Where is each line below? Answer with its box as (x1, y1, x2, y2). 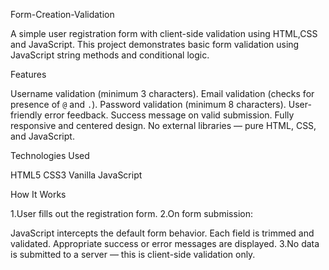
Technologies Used (10, 150, 90, 161)
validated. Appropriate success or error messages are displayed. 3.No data (10, 238, 320, 249)
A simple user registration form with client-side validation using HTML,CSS (10, 28, 318, 39)
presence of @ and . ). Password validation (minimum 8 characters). (10, 99, 287, 110)
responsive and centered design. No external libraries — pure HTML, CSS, (10, 120, 317, 131)
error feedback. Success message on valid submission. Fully (44, 109, 295, 121)
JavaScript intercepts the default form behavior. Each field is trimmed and (10, 227, 315, 239)
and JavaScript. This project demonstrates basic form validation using (10, 39, 300, 50)
